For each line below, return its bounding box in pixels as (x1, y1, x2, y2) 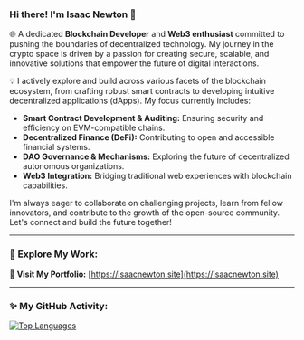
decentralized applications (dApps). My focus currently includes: (9, 95, 252, 107)
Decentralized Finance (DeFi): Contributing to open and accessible (22, 132, 275, 143)
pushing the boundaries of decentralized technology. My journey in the (9, 39, 274, 50)
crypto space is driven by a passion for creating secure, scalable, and (9, 49, 270, 60)
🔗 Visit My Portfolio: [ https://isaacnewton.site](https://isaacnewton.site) (9, 269, 279, 279)
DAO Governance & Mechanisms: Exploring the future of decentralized (22, 151, 290, 162)
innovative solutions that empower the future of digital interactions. (9, 58, 260, 69)
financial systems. (22, 142, 90, 153)
